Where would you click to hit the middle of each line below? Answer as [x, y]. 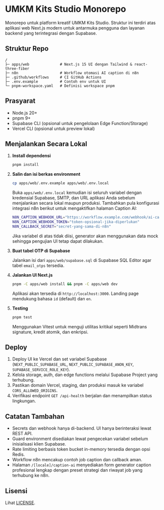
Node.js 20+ [25, 113]
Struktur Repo [27, 48]
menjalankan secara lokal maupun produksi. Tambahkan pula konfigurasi [86, 203]
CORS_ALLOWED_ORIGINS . [35, 390]
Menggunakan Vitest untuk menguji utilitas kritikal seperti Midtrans [80, 326]
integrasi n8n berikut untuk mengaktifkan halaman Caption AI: [74, 208]
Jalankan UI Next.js [32, 275]
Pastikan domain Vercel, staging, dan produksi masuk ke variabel [78, 385]
